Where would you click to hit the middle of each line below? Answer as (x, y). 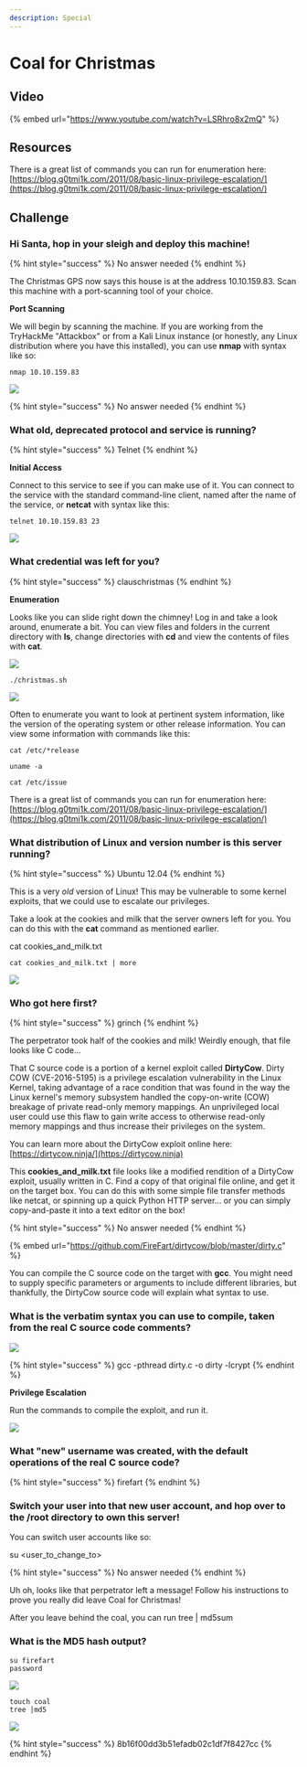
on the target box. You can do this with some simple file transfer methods (148, 1191)
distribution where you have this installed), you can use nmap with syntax (148, 346)
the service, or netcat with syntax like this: (90, 505)
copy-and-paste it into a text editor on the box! (97, 1210)
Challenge (39, 217)
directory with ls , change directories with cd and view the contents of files (149, 636)
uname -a (26, 766)
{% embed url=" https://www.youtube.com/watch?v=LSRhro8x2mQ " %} (145, 119)
